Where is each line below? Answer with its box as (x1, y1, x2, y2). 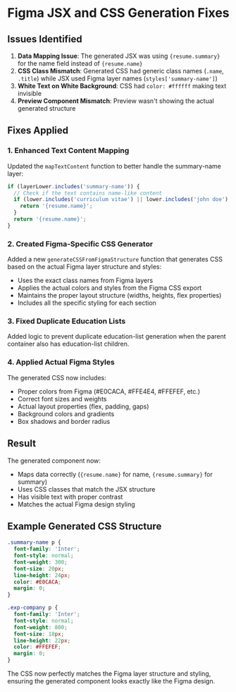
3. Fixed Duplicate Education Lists (7, 316, 126, 326)
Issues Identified (7, 33, 82, 45)
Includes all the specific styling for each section (17, 298, 156, 308)
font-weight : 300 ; (13, 559, 68, 566)
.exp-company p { (7, 605, 58, 612)
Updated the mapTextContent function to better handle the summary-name (7, 162, 222, 170)
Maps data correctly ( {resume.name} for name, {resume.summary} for (17, 470, 213, 478)
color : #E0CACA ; (13, 578, 61, 585)
